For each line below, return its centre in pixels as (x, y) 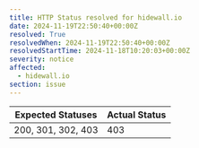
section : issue (38, 84)
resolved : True (38, 34)
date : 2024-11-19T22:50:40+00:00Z (74, 26)
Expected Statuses (56, 115)
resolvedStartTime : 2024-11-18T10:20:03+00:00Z (100, 51)
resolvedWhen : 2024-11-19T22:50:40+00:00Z (90, 43)
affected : (28, 68)
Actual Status (137, 115)
